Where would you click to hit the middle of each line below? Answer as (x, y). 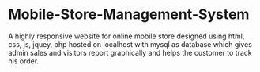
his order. (24, 61)
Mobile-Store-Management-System (129, 14)
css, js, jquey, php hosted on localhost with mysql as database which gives (130, 44)
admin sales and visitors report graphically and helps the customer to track (130, 52)
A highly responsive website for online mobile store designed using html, (126, 36)
